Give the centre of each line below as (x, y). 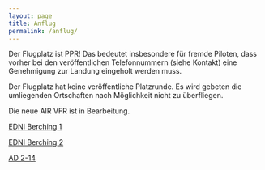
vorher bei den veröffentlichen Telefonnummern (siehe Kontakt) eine (123, 62)
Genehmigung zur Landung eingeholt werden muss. (95, 71)
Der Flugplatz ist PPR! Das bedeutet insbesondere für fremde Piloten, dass (133, 54)
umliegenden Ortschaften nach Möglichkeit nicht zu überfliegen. (116, 96)
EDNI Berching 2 (36, 142)
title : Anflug (32, 23)
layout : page (30, 16)
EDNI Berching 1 (35, 127)
